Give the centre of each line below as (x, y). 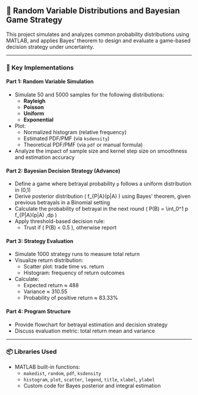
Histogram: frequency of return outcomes (74, 273)
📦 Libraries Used (32, 352)
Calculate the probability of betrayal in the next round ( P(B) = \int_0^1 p (101, 209)
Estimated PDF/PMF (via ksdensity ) (67, 138)
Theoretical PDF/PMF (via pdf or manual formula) (83, 144)
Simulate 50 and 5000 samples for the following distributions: (89, 94)
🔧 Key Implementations (40, 67)
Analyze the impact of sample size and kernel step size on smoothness (101, 151)
